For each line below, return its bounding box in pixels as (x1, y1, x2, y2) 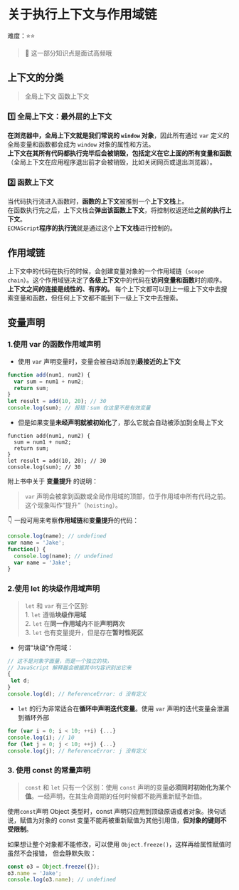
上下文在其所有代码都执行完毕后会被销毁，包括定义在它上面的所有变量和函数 (7, 149, 232, 157)
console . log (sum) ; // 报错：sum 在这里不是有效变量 (7, 404, 151, 412)
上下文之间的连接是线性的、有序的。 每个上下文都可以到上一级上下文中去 (7, 285, 221, 293)
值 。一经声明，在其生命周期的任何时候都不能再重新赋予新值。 (24, 792, 206, 800)
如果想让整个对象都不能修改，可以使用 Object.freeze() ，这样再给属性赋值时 (7, 839, 232, 848)
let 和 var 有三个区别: (24, 601, 89, 609)
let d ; (10, 677, 31, 684)
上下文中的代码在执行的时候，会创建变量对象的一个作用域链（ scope (7, 267, 204, 276)
